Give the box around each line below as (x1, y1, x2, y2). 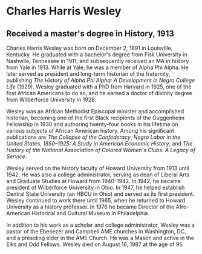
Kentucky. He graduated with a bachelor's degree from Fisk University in (6, 51, 187, 58)
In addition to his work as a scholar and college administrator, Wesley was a (6, 221, 195, 229)
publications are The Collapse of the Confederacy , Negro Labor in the (6, 133, 181, 141)
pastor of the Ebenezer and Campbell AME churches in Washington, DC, (6, 228, 186, 235)
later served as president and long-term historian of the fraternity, (6, 70, 171, 77)
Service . (6, 153, 27, 160)
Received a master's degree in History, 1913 (6, 28, 174, 39)
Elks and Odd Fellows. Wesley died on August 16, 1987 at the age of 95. (6, 241, 184, 248)
